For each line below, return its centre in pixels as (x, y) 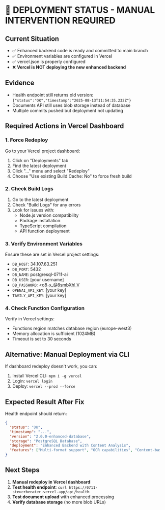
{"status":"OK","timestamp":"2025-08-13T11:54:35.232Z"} (72, 101)
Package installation (40, 220)
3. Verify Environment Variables (44, 243)
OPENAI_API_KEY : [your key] (39, 290)
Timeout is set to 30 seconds (41, 339)
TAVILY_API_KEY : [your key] (39, 296)
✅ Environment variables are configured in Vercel (62, 56)
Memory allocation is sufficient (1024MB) (54, 334)
